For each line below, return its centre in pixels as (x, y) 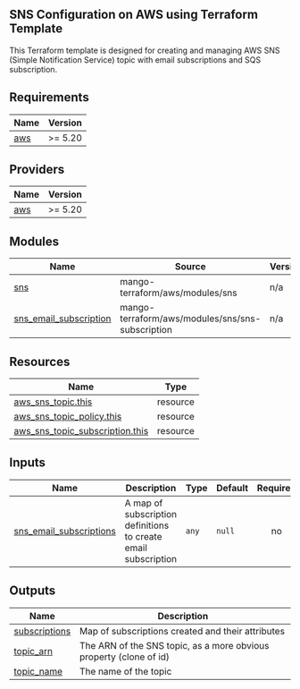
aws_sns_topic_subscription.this (81, 431)
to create (143, 536)
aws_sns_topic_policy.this (68, 417)
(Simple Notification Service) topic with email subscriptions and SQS (135, 60)
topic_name (38, 671)
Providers (37, 170)
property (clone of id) (124, 657)
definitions (147, 525)
